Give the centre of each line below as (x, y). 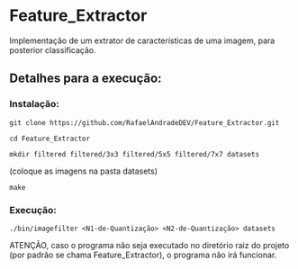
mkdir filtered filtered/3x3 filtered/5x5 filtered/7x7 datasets (134, 154)
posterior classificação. (53, 49)
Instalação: (35, 104)
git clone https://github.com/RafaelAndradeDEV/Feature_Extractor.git (144, 122)
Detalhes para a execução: (86, 79)
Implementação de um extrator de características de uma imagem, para (142, 40)
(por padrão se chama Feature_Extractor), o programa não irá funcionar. (143, 255)
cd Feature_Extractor (50, 139)
